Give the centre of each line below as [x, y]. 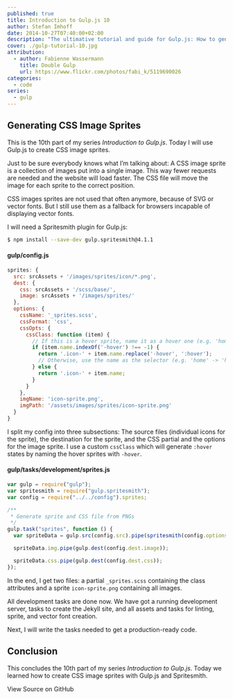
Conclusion [33, 651]
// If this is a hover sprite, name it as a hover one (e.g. [122, 341]
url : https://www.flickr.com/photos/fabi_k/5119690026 [101, 71]
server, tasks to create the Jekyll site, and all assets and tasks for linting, [111, 609]
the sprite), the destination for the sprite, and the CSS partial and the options [116, 439]
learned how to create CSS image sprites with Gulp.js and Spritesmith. [107, 675]
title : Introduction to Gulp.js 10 [59, 20]
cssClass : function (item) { [68, 335]
